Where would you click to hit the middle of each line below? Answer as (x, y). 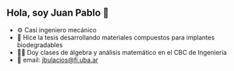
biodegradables (40, 45)
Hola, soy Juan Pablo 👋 (58, 13)
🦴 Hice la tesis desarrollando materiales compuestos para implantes (116, 37)
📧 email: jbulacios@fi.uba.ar (57, 60)
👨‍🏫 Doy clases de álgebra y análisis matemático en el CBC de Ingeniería (122, 52)
